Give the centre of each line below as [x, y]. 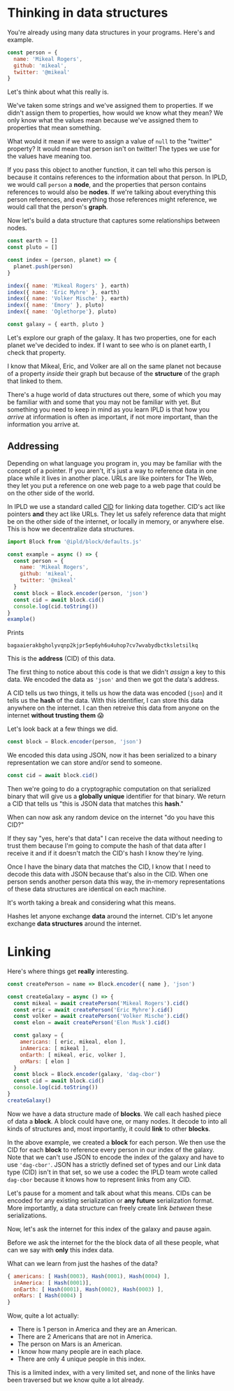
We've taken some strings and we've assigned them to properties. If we [110, 106]
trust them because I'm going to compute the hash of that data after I [107, 846]
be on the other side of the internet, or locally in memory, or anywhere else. [116, 521]
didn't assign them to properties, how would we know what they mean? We [115, 113]
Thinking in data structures [88, 13]
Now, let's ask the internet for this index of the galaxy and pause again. [109, 1229]
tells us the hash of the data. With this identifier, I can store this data [105, 701]
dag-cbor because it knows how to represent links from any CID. [99, 1179]
